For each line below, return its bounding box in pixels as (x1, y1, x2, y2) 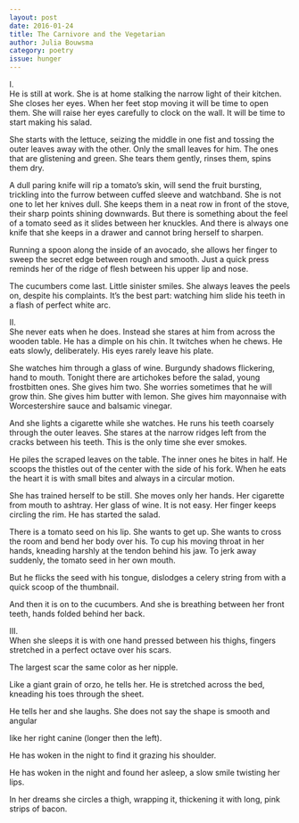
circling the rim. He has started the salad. (9, 509, 161, 520)
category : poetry (9, 46, 74, 55)
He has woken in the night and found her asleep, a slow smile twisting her (9, 768, 281, 778)
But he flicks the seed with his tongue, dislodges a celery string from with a (9, 572, 287, 582)
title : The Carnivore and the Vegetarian (9, 29, 166, 38)
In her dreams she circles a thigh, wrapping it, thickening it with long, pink (9, 794, 281, 804)
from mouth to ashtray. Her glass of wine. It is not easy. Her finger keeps (9, 500, 277, 510)
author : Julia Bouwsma (9, 37, 94, 47)
